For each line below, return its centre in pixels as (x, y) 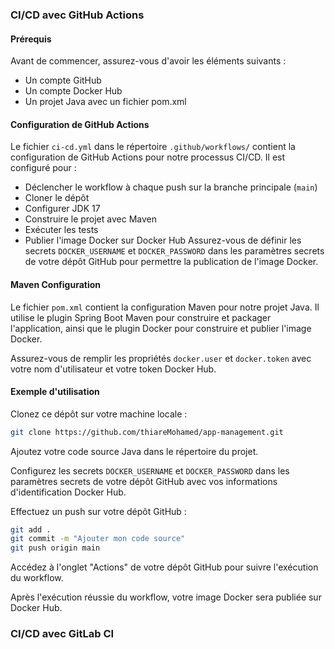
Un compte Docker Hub (73, 91)
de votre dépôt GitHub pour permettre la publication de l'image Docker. (171, 262)
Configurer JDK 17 (62, 209)
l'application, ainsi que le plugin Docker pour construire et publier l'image (161, 328)
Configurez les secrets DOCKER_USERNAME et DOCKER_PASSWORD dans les (150, 470)
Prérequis (31, 39)
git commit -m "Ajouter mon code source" (98, 539)
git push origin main (55, 548)
